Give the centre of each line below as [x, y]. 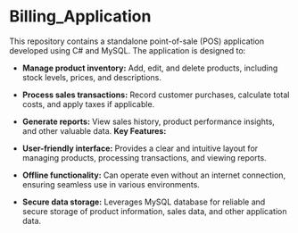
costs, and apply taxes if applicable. [88, 104]
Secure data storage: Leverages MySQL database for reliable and [144, 202]
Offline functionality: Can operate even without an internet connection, [154, 175]
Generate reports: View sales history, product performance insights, [148, 121]
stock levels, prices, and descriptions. [92, 77]
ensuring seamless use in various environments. [111, 184]
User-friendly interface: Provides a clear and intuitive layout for [140, 148]
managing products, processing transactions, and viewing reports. [144, 157]
